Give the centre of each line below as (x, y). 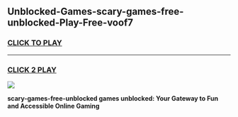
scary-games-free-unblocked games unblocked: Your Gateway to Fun (113, 98)
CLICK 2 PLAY (32, 69)
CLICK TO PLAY (35, 43)
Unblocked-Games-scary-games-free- (96, 12)
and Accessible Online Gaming (53, 106)
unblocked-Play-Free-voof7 (70, 23)
